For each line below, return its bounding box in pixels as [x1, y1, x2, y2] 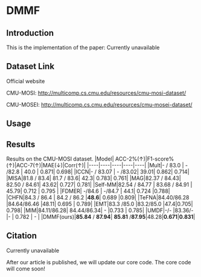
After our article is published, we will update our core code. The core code [6, 258, 191, 265]
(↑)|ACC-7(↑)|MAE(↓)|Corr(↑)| [6, 162, 86, 169]
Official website [6, 77, 45, 85]
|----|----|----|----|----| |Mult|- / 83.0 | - [86, 162, 188, 169]
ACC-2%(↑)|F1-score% [115, 155, 174, 162]
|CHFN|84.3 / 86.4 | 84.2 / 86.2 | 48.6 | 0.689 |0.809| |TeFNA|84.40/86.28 [6, 194, 190, 201]
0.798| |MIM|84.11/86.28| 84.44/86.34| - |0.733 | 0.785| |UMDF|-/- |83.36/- [6, 207, 194, 214]
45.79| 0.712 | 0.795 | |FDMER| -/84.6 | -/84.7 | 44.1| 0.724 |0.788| [6, 187, 170, 195]
